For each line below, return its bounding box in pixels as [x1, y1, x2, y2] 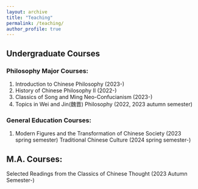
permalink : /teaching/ [6, 20, 64, 26]
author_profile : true [6, 26, 62, 32]
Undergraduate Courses [6, 48, 101, 58]
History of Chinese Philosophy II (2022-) [15, 86, 117, 94]
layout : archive [6, 9, 48, 15]
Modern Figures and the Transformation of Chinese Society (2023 [15, 130, 182, 137]
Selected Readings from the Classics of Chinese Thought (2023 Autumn [6, 170, 188, 177]
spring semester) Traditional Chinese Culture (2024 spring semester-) [15, 136, 191, 143]
